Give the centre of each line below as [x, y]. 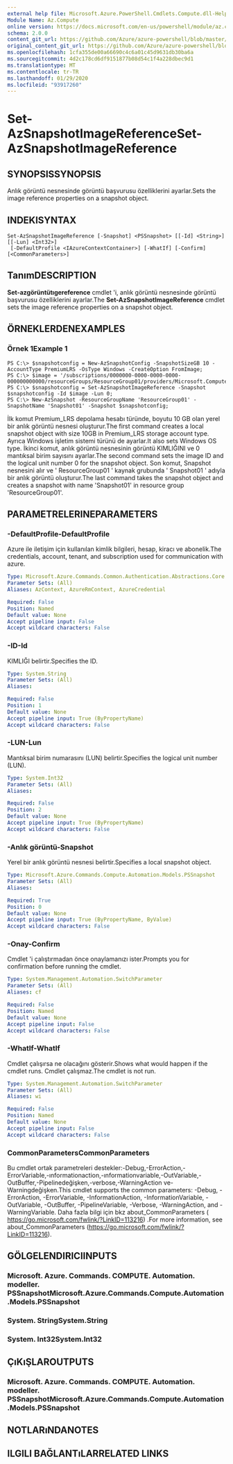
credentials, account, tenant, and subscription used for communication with [115, 557]
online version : [31, 26]
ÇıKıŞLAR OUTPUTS [51, 1362]
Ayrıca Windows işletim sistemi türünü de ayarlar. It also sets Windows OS [112, 441]
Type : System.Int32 [35, 778]
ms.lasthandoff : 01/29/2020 [48, 78]
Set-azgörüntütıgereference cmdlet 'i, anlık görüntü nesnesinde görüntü [112, 292]
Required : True [29, 900]
